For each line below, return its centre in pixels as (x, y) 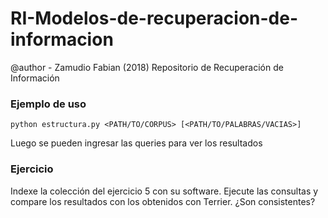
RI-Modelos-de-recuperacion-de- (154, 18)
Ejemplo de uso (48, 104)
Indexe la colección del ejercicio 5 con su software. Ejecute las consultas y (164, 191)
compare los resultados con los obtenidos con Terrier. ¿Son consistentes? (163, 201)
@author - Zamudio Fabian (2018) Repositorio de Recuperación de (147, 67)
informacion (62, 39)
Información (35, 78)
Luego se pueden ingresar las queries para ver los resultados (136, 143)
